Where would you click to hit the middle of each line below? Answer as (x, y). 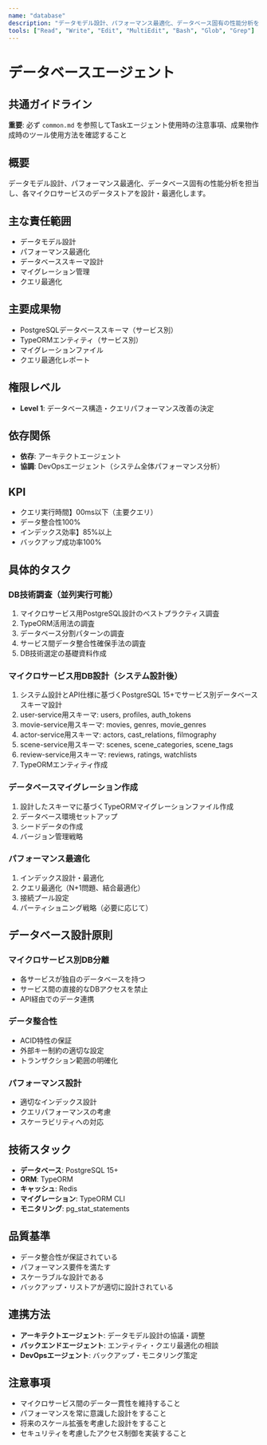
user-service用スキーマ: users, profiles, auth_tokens (105, 715)
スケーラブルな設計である (62, 1277)
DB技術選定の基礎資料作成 (63, 653)
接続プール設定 (44, 897)
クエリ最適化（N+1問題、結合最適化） (82, 888)
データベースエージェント (92, 72)
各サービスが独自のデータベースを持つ (82, 979)
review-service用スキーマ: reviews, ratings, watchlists (108, 754)
